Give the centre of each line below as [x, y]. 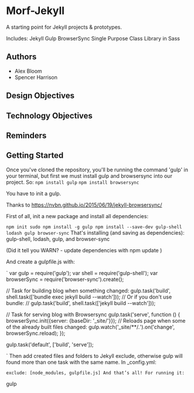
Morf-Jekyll [35, 11]
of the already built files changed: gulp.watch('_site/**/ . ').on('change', [91, 327]
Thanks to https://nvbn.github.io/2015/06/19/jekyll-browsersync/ [84, 205]
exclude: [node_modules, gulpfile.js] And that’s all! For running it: [95, 373]
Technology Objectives [49, 116]
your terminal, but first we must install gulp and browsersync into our [89, 176]
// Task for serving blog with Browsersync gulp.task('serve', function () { [93, 314]
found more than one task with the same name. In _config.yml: [81, 362]
